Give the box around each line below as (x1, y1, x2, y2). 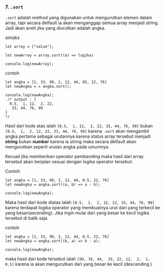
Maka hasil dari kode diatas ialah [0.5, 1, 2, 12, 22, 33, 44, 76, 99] (5, 199, 155, 205)
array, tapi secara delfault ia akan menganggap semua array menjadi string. (5, 20, 159, 26)
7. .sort (5, 3, 24, 10)
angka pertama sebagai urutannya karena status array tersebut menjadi (5, 133, 151, 139)
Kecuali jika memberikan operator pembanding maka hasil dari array (5, 154, 144, 159)
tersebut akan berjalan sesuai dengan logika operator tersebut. (5, 159, 133, 165)
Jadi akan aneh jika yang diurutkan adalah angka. (5, 25, 106, 31)
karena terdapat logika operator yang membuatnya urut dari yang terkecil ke (5, 205, 161, 211)
